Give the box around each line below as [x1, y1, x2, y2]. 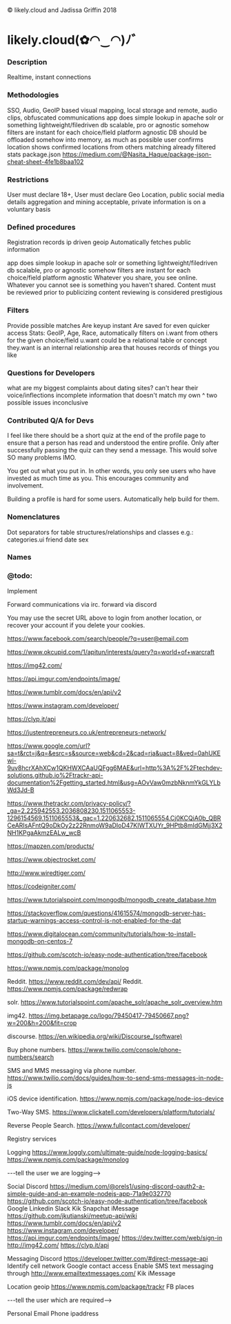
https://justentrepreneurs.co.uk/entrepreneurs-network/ [7, 728, 167, 736]
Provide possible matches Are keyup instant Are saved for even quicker [7, 321, 210, 329]
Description [7, 57, 48, 67]
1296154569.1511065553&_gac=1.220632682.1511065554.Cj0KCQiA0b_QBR [7, 813, 221, 822]
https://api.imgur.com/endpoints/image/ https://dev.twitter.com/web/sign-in [7, 1233, 223, 1242]
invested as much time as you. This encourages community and [7, 474, 188, 483]
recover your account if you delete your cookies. [7, 620, 145, 629]
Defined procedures [7, 223, 76, 232]
